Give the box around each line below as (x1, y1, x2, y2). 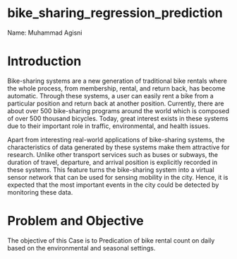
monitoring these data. (7, 188, 73, 196)
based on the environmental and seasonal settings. (7, 243, 156, 252)
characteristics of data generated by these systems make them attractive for (7, 143, 230, 151)
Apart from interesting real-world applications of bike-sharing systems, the (7, 135, 225, 144)
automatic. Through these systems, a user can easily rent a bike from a (7, 91, 214, 100)
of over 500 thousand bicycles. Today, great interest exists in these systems (7, 114, 229, 122)
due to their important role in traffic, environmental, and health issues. (7, 122, 210, 130)
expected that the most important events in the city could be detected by (7, 180, 219, 189)
